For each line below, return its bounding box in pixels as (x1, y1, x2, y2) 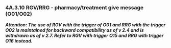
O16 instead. (5, 38, 33, 44)
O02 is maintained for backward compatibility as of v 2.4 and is (5, 27, 144, 33)
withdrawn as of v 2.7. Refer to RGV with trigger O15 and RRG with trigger (5, 32, 164, 39)
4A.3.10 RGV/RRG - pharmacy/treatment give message (5, 4, 144, 11)
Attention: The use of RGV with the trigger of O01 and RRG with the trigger (5, 22, 166, 28)
